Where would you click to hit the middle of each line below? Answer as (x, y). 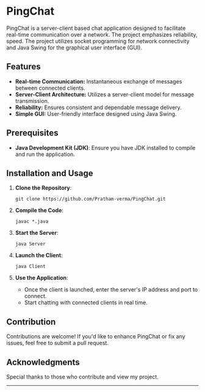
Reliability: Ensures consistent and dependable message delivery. (98, 107)
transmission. (32, 101)
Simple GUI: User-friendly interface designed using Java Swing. (96, 113)
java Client (30, 266)
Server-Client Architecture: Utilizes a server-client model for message (104, 94)
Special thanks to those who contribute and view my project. (82, 377)
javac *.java (32, 222)
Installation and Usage (50, 173)
